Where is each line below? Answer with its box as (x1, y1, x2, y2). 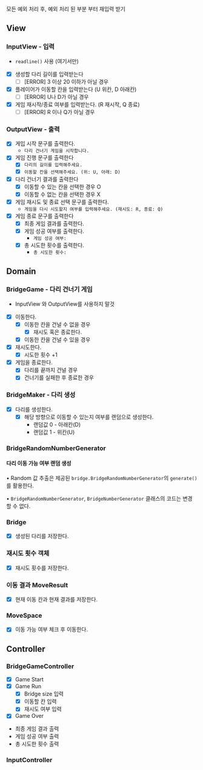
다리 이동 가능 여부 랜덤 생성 (6, 460, 72, 467)
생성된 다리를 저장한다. (15, 533, 69, 540)
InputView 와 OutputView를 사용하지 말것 (15, 300, 115, 308)
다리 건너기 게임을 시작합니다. (24, 148, 90, 154)
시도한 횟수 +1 (24, 351, 58, 359)
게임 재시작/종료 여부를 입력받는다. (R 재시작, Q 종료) (15, 101, 140, 108)
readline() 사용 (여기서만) (15, 57, 79, 65)
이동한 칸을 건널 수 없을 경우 (24, 320, 91, 328)
